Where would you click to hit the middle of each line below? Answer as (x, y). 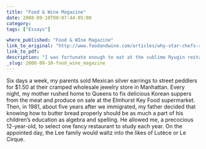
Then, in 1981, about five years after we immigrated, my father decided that (101, 106)
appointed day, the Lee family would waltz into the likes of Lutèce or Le (96, 132)
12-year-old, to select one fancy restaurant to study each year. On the (94, 126)
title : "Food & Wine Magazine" (46, 12)
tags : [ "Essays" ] (29, 29)
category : (19, 23)
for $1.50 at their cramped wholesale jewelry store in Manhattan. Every (96, 87)
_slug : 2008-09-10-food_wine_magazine (56, 63)
